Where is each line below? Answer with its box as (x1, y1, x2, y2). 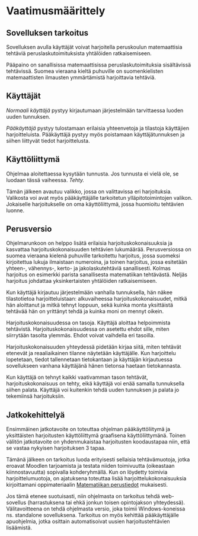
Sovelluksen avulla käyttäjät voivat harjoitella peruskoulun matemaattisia (6, 43, 183, 50)
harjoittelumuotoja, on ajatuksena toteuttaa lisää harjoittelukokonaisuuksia (6, 475, 187, 482)
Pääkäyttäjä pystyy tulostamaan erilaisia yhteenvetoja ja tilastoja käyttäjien (6, 125, 190, 132)
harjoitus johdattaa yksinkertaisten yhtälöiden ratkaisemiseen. (6, 277, 157, 285)
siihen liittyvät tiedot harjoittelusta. (6, 137, 90, 144)
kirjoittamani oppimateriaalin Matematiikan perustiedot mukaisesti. (6, 481, 168, 489)
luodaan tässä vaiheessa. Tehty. (6, 176, 85, 183)
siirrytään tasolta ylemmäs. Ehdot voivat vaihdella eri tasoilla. (6, 332, 155, 339)
